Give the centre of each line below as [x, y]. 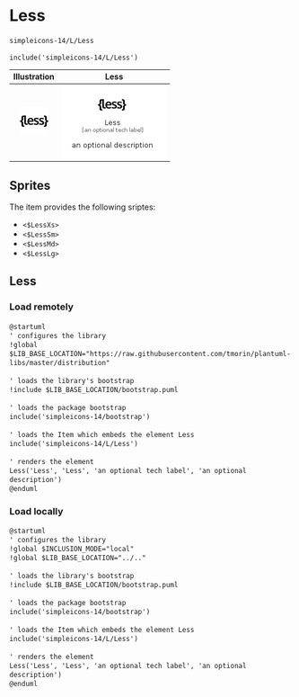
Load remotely [42, 307]
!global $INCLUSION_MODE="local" [72, 549]
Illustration [34, 76]
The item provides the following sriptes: [83, 207]
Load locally [36, 511]
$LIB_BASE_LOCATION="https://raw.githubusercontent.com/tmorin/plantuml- [150, 353]
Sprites [30, 185]
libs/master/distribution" [60, 362]
